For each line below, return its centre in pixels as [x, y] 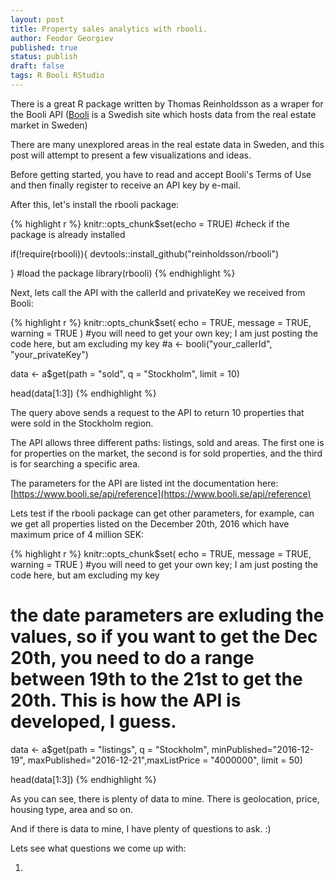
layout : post [37, 19]
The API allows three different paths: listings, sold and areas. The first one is [167, 442]
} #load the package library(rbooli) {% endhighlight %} [123, 273]
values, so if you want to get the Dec [164, 637]
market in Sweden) [49, 125]
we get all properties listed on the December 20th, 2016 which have [150, 523]
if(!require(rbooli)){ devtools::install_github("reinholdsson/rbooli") [145, 253]
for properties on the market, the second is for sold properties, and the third [166, 453]
